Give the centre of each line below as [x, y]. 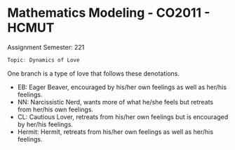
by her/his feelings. [45, 124]
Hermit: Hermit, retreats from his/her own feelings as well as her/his [115, 132]
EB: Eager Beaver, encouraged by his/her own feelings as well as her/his [122, 87]
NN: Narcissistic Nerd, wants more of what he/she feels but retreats [115, 102]
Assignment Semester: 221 [46, 47]
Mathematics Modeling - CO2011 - [109, 13]
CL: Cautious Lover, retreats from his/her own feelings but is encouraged [123, 116]
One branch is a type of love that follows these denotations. [94, 73]
